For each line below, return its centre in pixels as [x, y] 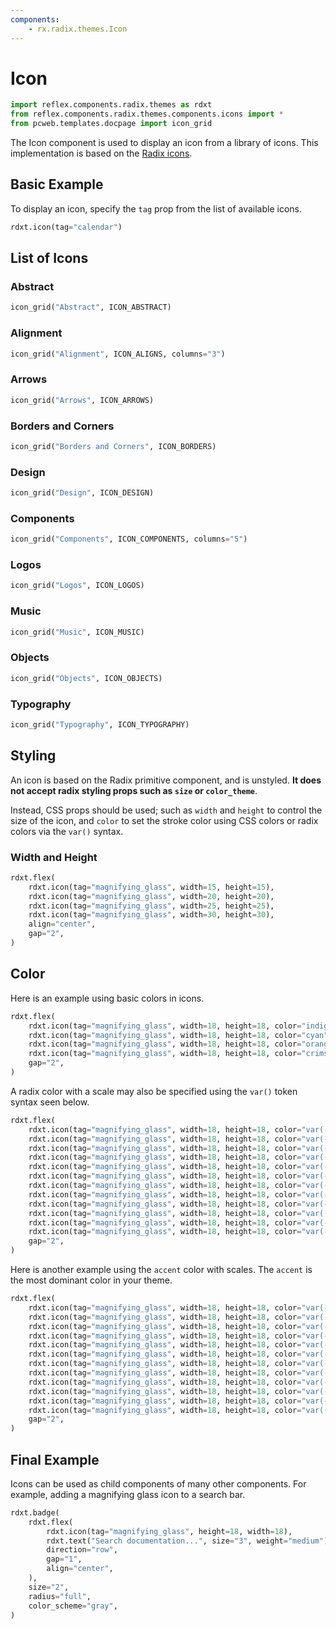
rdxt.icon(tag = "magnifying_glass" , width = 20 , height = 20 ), [151, 896]
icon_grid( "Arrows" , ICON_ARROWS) [82, 400]
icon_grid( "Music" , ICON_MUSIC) [77, 632]
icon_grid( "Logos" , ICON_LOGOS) [77, 586]
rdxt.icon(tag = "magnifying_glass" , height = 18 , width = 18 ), [169, 1531]
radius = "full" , [60, 1596]
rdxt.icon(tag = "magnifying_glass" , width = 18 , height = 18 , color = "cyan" [178, 1035]
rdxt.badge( [35, 1512]
